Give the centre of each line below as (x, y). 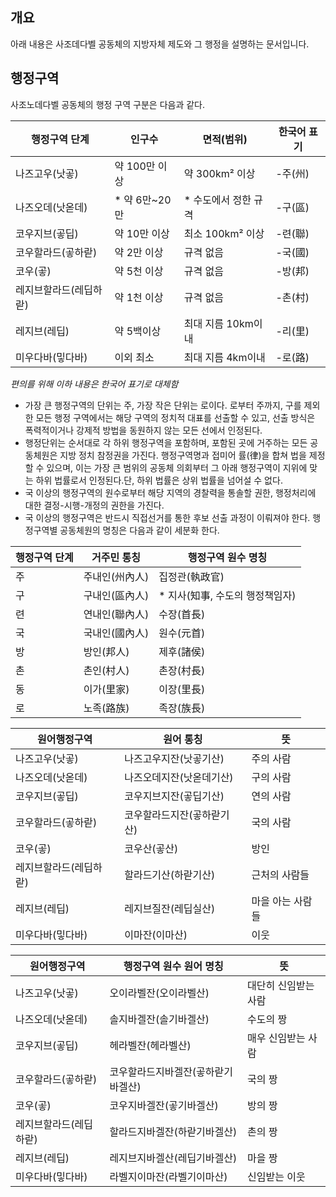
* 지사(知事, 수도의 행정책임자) (227, 595)
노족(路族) (106, 708)
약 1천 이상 (139, 297)
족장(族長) (182, 708)
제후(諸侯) (182, 651)
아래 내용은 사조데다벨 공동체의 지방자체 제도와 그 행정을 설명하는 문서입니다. (160, 44)
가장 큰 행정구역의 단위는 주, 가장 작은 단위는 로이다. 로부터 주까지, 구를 (163, 405)
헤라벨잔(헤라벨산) (150, 1045)
